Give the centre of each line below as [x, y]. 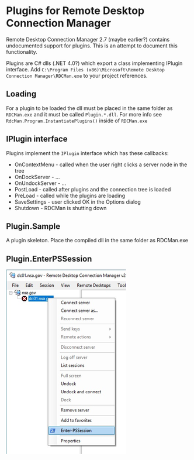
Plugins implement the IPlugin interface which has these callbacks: [87, 153]
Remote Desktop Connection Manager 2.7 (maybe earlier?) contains [88, 39]
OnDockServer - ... [37, 177]
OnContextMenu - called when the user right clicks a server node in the [101, 164]
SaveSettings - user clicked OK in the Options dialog [78, 202]
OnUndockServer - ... [40, 183]
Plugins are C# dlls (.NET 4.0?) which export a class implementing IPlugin [94, 63]
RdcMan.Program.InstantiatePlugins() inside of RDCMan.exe [77, 121]
